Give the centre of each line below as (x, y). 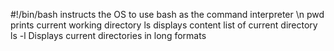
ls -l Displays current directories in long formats (108, 35)
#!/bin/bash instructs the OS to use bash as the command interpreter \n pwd (167, 14)
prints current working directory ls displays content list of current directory (164, 25)
